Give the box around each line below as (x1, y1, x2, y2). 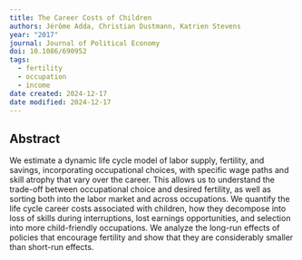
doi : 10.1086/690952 (9, 47, 88, 56)
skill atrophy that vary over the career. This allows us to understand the (9, 174, 275, 186)
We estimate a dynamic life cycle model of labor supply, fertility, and (9, 155, 265, 166)
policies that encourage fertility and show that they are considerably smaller (9, 232, 294, 243)
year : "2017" (9, 30, 59, 39)
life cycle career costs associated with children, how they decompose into (9, 203, 287, 214)
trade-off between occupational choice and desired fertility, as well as (9, 184, 272, 195)
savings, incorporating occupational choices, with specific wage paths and (9, 165, 289, 176)
